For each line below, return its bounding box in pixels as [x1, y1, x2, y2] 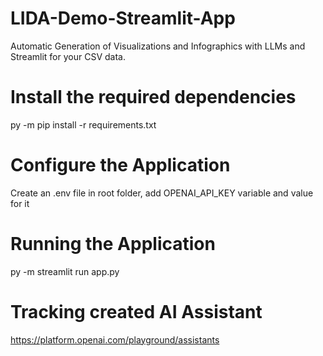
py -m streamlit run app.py [10, 265, 120, 277]
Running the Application [10, 233, 216, 255]
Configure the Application [10, 154, 231, 177]
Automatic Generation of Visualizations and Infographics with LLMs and [10, 40, 306, 52]
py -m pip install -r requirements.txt [10, 118, 157, 131]
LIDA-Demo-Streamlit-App [10, 7, 236, 30]
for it [10, 197, 30, 209]
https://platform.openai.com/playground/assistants [10, 333, 220, 346]
